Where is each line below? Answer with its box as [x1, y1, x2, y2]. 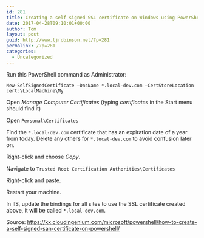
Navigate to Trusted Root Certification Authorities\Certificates [6, 165, 175, 172]
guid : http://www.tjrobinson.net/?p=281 [6, 37, 110, 43]
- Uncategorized [12, 54, 53, 60]
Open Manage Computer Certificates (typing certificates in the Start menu [6, 98, 193, 106]
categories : [6, 49, 36, 55]
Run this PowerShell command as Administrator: [6, 70, 127, 78]
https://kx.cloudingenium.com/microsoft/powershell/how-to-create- [27, 218, 197, 225]
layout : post [6, 32, 39, 38]
